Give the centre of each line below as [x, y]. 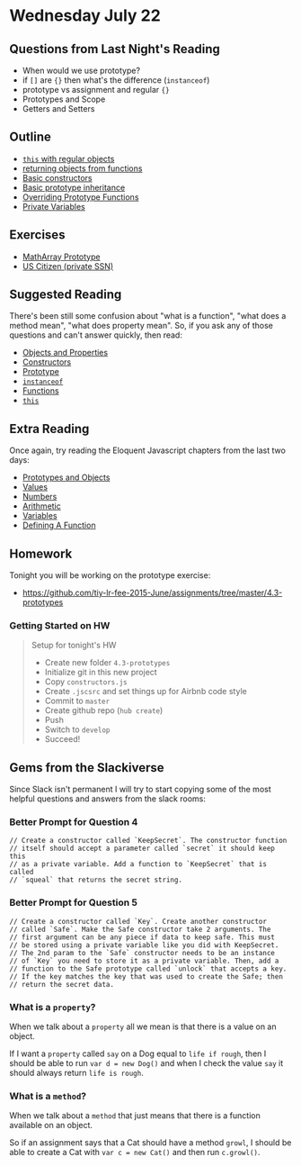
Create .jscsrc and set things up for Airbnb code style [146, 691]
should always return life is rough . [76, 1073]
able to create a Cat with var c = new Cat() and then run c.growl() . [135, 1152]
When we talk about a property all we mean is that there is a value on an [143, 1026]
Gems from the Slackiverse [87, 768]
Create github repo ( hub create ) [104, 710]
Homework [41, 553]
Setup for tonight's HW [74, 646]
